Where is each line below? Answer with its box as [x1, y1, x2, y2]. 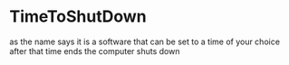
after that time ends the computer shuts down [9, 45, 180, 56]
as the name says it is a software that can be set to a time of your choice [9, 36, 281, 47]
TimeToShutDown [9, 6, 147, 27]
